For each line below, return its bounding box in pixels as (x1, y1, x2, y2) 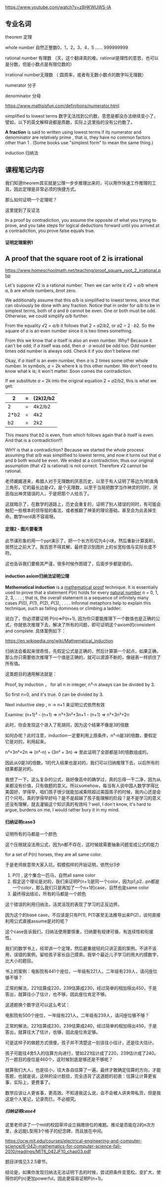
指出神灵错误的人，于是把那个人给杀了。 (9, 491, 92, 497)
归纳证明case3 (5, 819, 36, 825)
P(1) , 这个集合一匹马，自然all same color (12, 872, 96, 878)
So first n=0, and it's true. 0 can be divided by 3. (5, 691, 104, 697)
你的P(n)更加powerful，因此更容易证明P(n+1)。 (9, 1175, 106, 1181)
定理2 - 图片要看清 (5, 526, 42, 532)
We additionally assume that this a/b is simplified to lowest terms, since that (5, 297, 160, 303)
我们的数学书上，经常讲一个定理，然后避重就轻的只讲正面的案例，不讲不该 (5, 945, 157, 951)
